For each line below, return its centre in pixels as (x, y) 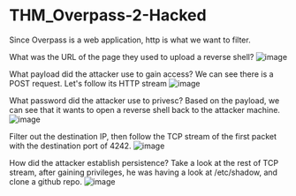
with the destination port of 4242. (70, 146)
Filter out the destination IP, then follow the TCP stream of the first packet (143, 136)
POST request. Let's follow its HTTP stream (88, 83)
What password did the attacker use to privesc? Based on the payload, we (144, 100)
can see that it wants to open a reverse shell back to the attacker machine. (145, 109)
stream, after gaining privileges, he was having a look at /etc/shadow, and (144, 172)
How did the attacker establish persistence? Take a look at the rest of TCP (144, 162)
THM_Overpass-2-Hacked (108, 15)
